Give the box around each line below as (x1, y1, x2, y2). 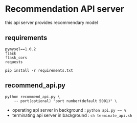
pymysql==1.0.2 (5, 46, 36, 52)
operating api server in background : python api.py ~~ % (12, 107, 127, 113)
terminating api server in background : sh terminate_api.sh (12, 112, 132, 118)
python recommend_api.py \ (5, 94, 60, 99)
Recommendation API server (5, 3, 124, 15)
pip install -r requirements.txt (5, 68, 73, 73)
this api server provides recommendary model (5, 20, 98, 25)
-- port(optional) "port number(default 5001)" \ (14, 99, 117, 103)
